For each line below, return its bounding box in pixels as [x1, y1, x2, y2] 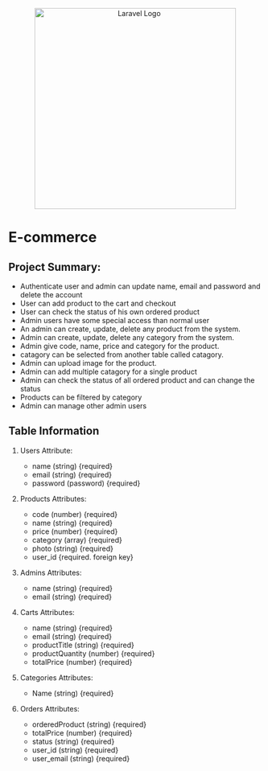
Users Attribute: [19, 445, 73, 455]
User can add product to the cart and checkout [19, 298, 176, 308]
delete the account [19, 290, 83, 299]
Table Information [8, 424, 100, 438]
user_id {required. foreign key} [31, 552, 134, 562]
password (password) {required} [31, 478, 141, 488]
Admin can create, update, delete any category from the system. [19, 333, 235, 342]
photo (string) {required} [31, 543, 114, 553]
